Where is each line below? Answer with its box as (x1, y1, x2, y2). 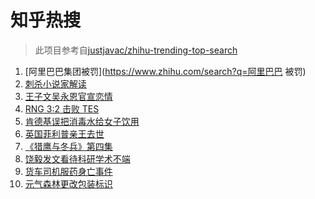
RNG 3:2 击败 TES (24, 102, 100, 115)
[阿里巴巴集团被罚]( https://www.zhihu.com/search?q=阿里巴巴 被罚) (24, 65, 307, 77)
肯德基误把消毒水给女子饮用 (24, 115, 140, 127)
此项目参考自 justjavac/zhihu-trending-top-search (34, 44, 238, 56)
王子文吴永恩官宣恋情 (24, 90, 113, 102)
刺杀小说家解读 (24, 77, 87, 90)
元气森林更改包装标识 (24, 177, 113, 190)
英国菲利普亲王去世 (24, 127, 105, 140)
